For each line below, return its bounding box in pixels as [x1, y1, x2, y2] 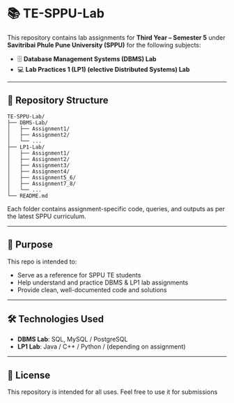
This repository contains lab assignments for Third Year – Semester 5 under [7, 33, 226, 42]
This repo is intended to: [7, 257, 77, 266]
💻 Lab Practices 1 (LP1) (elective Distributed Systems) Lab [17, 65, 190, 73]
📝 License [7, 369, 51, 381]
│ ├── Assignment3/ [7, 162, 70, 169]
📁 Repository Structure [7, 95, 109, 107]
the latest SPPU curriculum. [7, 212, 86, 220]
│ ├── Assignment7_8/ [7, 180, 77, 187]
